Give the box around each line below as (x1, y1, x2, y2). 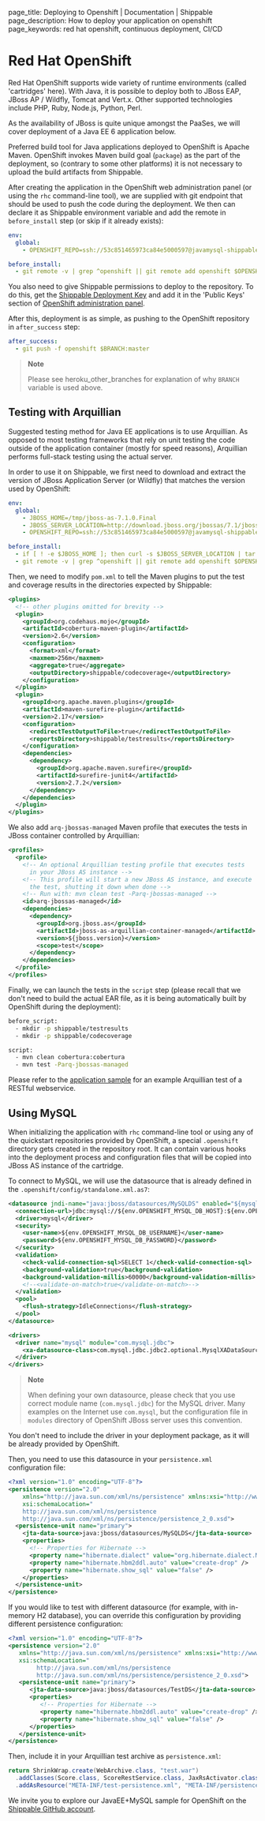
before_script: (8, 1017, 58, 1025)
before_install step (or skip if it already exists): (8, 215, 164, 225)
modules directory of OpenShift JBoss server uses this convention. (27, 1415, 243, 1425)
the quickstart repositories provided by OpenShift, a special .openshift (8, 1135, 239, 1145)
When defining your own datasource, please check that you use (27, 1390, 236, 1400)
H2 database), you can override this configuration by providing (36, 1611, 241, 1621)
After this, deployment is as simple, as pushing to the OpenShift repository (8, 314, 250, 324)
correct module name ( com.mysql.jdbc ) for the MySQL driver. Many (27, 1399, 246, 1408)
